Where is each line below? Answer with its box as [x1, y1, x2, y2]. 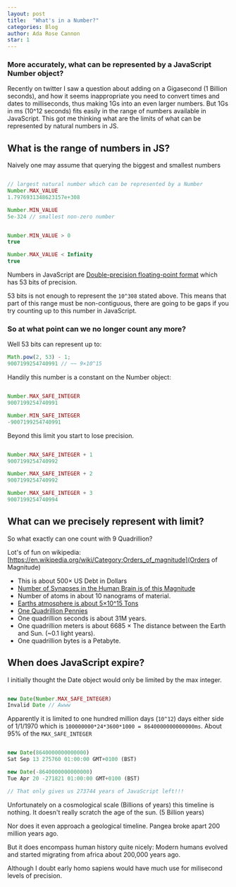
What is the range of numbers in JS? [7, 142, 170, 154]
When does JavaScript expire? [7, 657, 145, 669]
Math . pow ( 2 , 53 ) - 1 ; [7, 353, 71, 361]
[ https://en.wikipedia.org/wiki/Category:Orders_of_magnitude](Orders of [7, 555, 218, 564]
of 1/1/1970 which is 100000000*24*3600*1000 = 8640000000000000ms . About [7, 722, 222, 731]
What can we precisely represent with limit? [7, 515, 204, 528]
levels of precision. [7, 871, 62, 880]
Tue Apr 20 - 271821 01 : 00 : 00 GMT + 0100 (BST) [7, 775, 140, 782]
